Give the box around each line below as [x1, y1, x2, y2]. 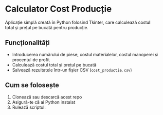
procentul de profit [12, 57, 50, 63]
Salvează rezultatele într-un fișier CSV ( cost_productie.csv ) [12, 67, 132, 73]
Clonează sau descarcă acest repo [12, 94, 82, 100]
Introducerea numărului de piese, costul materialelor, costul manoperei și [12, 51, 159, 57]
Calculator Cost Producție [5, 3, 112, 15]
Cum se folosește [5, 81, 59, 89]
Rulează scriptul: [12, 104, 46, 110]
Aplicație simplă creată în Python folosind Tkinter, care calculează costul [5, 19, 151, 25]
